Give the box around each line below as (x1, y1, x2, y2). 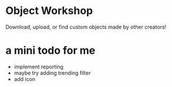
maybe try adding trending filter (14, 69, 92, 76)
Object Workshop (5, 4, 93, 18)
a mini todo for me (5, 44, 96, 57)
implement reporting (14, 63, 64, 70)
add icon (14, 75, 36, 82)
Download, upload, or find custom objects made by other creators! (5, 23, 167, 30)
